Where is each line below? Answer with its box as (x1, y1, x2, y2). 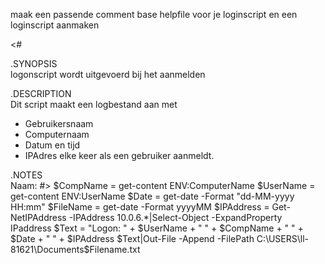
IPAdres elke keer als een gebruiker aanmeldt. (24, 150, 215, 161)
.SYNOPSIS (10, 58, 58, 69)
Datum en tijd (24, 139, 81, 151)
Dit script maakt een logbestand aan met (10, 99, 178, 110)
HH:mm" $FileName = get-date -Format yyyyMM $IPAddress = (10, 201, 270, 213)
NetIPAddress (10, 212, 67, 223)
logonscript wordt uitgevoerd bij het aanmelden (10, 69, 206, 80)
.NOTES (10, 169, 43, 181)
